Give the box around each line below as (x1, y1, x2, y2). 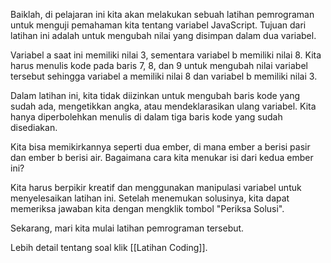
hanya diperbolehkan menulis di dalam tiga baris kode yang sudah (10, 111, 283, 123)
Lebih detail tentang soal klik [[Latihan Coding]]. (10, 242, 208, 253)
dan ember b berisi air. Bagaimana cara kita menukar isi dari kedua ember (10, 152, 314, 163)
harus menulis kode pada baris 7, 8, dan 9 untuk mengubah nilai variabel (10, 60, 308, 71)
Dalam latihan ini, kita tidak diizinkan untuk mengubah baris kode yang (10, 90, 301, 101)
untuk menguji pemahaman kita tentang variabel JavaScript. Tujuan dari (10, 19, 307, 31)
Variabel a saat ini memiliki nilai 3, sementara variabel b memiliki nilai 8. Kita (10, 49, 322, 61)
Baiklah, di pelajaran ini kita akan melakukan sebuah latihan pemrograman (10, 9, 315, 20)
